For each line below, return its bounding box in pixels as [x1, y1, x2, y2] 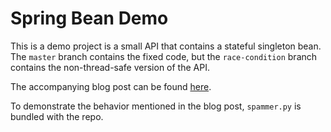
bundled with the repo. [10, 110, 104, 122]
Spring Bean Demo [10, 7, 169, 30]
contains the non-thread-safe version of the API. [10, 61, 210, 73]
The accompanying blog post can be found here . [10, 80, 212, 92]
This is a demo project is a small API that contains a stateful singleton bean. [10, 40, 322, 52]
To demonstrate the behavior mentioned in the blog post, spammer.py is [10, 100, 302, 112]
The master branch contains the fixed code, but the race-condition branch [10, 50, 318, 62]
